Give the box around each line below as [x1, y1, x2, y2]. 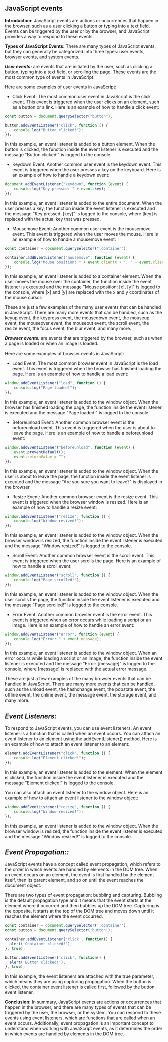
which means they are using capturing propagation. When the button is [5, 979, 152, 985]
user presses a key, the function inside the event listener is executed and [5, 205, 155, 211]
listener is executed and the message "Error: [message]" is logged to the [5, 661, 155, 667]
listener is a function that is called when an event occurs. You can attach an [5, 731, 161, 737]
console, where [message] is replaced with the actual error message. [5, 666, 148, 672]
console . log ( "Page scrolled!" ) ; [14, 578, 81, 583]
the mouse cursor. [5, 295, 43, 301]
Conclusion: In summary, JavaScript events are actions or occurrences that [5, 999, 161, 1005]
